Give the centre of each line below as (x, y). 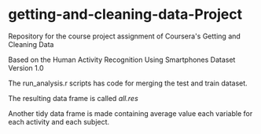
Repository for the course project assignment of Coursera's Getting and (125, 36)
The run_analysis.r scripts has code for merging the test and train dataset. (128, 83)
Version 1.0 (26, 67)
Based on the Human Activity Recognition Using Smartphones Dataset (122, 60)
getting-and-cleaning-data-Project (125, 14)
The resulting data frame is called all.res (74, 98)
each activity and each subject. (59, 121)
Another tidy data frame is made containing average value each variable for (130, 113)
